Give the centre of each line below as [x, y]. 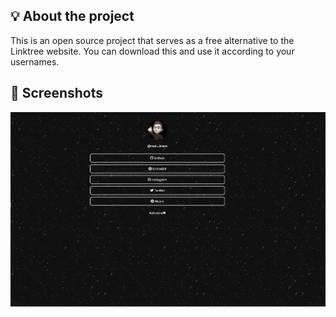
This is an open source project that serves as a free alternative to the [152, 40]
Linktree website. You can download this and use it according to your [152, 51]
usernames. [35, 61]
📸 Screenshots [57, 93]
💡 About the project [72, 16]
